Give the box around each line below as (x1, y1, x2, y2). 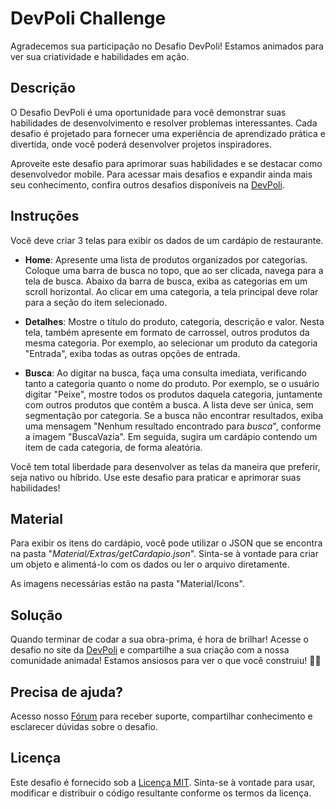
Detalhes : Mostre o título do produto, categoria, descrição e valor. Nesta (24, 315, 325, 327)
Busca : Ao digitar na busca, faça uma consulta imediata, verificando (24, 367, 307, 379)
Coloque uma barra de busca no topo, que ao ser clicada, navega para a (24, 264, 324, 276)
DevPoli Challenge (10, 7, 167, 30)
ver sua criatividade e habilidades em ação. (10, 50, 190, 62)
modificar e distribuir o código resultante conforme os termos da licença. (10, 787, 312, 799)
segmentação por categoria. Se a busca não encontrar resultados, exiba (24, 409, 324, 421)
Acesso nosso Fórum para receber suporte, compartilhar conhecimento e (10, 710, 313, 722)
